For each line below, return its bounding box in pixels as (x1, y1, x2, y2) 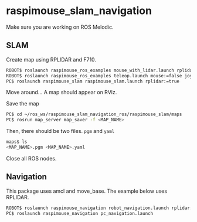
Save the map (6, 100, 39, 107)
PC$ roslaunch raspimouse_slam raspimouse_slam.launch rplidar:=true (6, 78, 180, 84)
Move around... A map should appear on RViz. (6, 89, 117, 96)
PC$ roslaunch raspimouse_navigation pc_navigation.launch (6, 210, 154, 216)
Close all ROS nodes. (6, 155, 57, 162)
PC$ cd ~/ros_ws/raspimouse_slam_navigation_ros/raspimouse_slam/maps (6, 111, 182, 118)
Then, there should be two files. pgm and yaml (6, 128, 115, 135)
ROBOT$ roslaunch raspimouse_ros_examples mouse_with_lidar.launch (6, 67, 175, 73)
